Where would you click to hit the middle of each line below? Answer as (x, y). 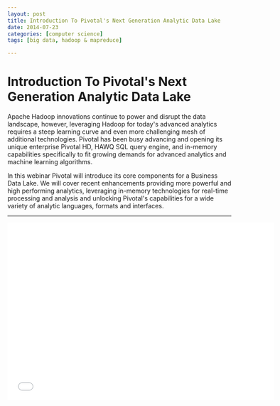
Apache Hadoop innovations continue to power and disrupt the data (107, 117)
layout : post (27, 14)
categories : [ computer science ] (55, 34)
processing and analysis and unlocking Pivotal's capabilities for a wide (111, 198)
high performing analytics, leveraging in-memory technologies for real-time (118, 191)
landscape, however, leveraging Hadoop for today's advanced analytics (112, 124)
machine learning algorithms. (50, 162)
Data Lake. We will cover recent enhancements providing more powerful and (119, 183)
